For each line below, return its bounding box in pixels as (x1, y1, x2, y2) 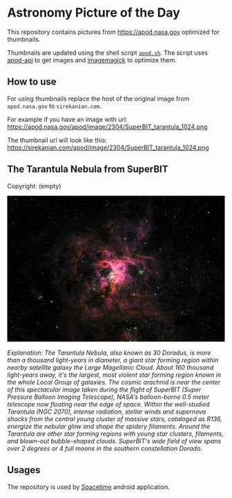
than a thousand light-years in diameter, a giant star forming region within (7, 355, 219, 364)
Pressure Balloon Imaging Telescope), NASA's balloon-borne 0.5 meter (7, 393, 210, 401)
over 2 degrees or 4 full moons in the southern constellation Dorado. (7, 444, 202, 452)
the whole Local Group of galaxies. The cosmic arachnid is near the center (7, 377, 221, 386)
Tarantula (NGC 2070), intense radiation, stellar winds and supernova (7, 407, 206, 416)
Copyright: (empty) (7, 181, 61, 190)
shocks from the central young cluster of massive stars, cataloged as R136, (7, 414, 222, 423)
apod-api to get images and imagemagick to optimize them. (7, 55, 177, 64)
